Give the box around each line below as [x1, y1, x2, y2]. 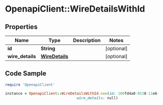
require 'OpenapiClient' [5, 82, 55, 87]
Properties [5, 23, 38, 31]
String [40, 45, 56, 52]
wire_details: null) [77, 95, 118, 100]
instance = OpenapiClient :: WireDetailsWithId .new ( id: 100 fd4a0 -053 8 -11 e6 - [5, 91, 160, 96]
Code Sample [5, 69, 47, 78]
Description [73, 37, 101, 44]
